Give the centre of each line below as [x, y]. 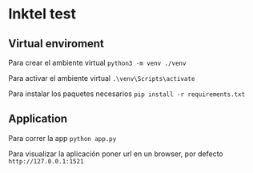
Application [38, 119]
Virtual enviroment [56, 44]
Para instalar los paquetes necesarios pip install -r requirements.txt [127, 94]
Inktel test [42, 14]
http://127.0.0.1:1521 [46, 161]
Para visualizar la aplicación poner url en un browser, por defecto [116, 154]
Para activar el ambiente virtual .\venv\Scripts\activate [102, 78]
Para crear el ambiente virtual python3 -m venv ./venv [97, 62]
